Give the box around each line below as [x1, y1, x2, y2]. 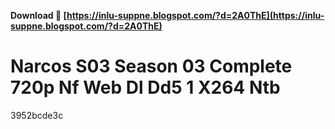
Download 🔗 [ [10, 10, 67, 21]
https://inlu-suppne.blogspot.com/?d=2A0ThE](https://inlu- [66, 10, 325, 21]
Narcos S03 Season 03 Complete [10, 55, 293, 78]
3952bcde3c [10, 109, 64, 121]
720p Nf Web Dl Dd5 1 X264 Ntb [10, 76, 281, 99]
